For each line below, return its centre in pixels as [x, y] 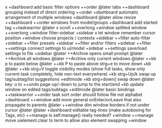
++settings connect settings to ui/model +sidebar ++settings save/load [76, 48]
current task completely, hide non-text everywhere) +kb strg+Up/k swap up [81, 74]
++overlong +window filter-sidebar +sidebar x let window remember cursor [81, 33]
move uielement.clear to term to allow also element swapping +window [76, 120]
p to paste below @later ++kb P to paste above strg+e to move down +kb [78, 64]
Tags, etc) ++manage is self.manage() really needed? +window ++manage [79, 115]
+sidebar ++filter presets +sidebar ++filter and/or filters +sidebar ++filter [78, 43]
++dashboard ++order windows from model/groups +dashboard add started [81, 22]
